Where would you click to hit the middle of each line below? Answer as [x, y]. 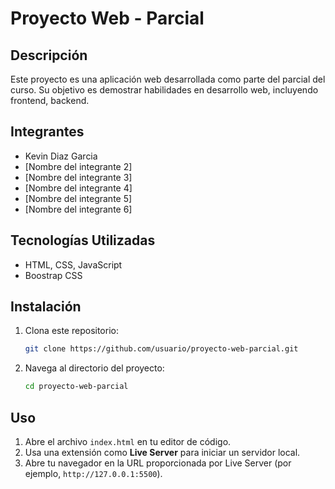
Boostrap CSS [53, 275]
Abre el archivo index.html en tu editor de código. [128, 441]
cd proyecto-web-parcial [76, 387]
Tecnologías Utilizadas [83, 240]
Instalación [46, 307]
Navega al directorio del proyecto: [94, 368]
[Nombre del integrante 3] [78, 177]
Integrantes [47, 132]
